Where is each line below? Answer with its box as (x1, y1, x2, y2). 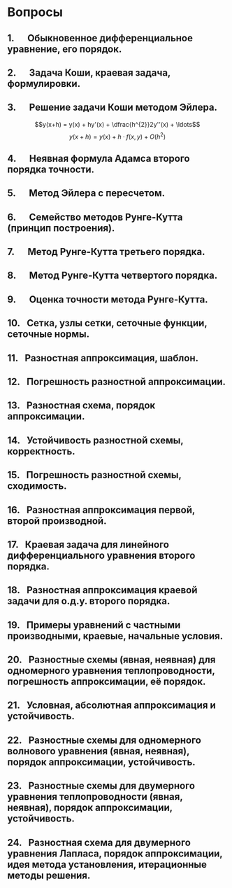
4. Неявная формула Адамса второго (7, 152, 190, 165)
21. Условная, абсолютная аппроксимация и (7, 700, 217, 712)
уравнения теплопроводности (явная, (7, 791, 183, 803)
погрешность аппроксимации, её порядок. (7, 676, 206, 688)
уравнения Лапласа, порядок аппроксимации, (7, 847, 223, 859)
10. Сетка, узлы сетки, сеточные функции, (7, 317, 208, 329)
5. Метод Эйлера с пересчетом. (7, 187, 166, 200)
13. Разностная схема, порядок (7, 400, 156, 412)
